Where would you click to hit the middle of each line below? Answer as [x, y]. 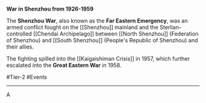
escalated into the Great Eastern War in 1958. [64, 65]
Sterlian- [170, 27]
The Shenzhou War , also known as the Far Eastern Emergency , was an [97, 21]
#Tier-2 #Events [27, 77]
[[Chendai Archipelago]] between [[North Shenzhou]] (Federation [116, 34]
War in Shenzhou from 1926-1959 [50, 9]
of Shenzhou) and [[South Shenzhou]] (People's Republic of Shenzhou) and [102, 40]
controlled [19, 34]
